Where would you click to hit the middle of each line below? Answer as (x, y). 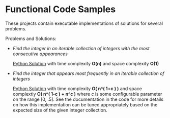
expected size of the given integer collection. (60, 110)
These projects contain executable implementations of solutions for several (84, 23)
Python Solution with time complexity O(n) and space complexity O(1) (86, 63)
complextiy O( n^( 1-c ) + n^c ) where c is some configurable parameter (87, 94)
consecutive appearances (40, 54)
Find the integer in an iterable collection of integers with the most (81, 48)
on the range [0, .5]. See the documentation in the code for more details (88, 99)
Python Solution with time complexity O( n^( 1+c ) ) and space (77, 88)
